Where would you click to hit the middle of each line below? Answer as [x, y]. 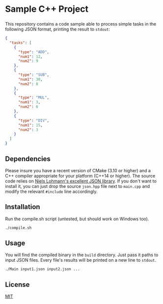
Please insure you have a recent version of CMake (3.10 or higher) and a [78, 170]
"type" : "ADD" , [34, 52]
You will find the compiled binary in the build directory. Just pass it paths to [82, 255]
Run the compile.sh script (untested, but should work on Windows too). [77, 219]
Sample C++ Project [47, 9]
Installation [23, 207]
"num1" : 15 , [30, 125]
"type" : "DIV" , [34, 121]
